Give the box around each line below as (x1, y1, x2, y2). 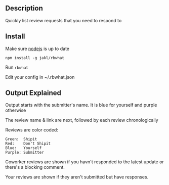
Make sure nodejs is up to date (5, 45, 70, 52)
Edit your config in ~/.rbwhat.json (5, 74, 75, 80)
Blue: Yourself (5, 146, 42, 151)
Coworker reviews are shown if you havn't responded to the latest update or (5, 159, 164, 165)
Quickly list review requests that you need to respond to (5, 17, 122, 23)
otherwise (5, 107, 26, 113)
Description (5, 4, 43, 13)
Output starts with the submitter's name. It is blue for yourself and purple (5, 102, 157, 108)
